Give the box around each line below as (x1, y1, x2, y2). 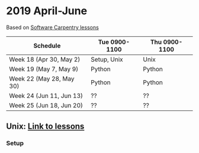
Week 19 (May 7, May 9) (9, 65, 79, 73)
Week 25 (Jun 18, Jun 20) (9, 101, 84, 109)
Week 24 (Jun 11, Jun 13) (9, 91, 84, 100)
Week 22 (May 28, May (9, 74, 75, 82)
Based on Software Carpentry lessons (6, 24, 99, 31)
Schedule (33, 42, 61, 50)
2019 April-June (6, 4, 88, 18)
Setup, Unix (91, 55, 123, 63)
